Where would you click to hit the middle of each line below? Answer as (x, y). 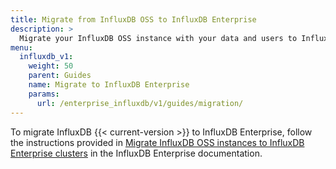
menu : (21, 47)
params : (44, 94)
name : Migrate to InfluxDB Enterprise (109, 85)
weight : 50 (51, 66)
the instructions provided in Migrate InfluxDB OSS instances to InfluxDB (157, 142)
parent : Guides (60, 76)
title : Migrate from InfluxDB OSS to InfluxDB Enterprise (133, 19)
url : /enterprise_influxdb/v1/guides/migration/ (140, 103)
